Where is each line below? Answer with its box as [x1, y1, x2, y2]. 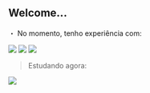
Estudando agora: [27, 60, 87, 70]
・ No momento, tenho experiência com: [8, 28, 142, 38]
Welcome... [8, 6, 67, 20]
